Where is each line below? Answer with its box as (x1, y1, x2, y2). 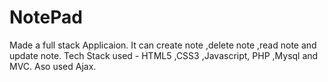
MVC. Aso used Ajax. (9, 60, 97, 72)
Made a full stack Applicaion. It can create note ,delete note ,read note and (9, 39, 317, 51)
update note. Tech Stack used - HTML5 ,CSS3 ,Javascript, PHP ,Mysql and (9, 49, 319, 61)
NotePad (9, 6, 83, 29)
